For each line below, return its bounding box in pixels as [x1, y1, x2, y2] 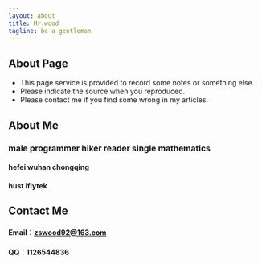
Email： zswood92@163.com [8, 227, 107, 237]
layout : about [8, 11, 56, 20]
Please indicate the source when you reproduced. [19, 86, 186, 97]
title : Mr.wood [8, 19, 59, 27]
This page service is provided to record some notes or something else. [19, 78, 255, 88]
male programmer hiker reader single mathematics [8, 142, 211, 154]
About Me [8, 118, 59, 132]
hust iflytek [8, 180, 48, 190]
